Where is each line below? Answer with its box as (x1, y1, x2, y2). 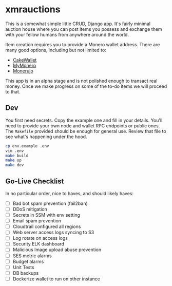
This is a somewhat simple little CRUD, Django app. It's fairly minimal (5, 21, 150, 27)
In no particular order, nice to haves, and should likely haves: (5, 190, 134, 196)
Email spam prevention (12, 218, 62, 224)
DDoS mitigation (12, 206, 48, 212)
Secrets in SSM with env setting (12, 212, 81, 218)
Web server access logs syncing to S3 (12, 230, 94, 236)
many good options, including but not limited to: (5, 47, 106, 53)
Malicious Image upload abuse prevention (12, 246, 102, 253)
